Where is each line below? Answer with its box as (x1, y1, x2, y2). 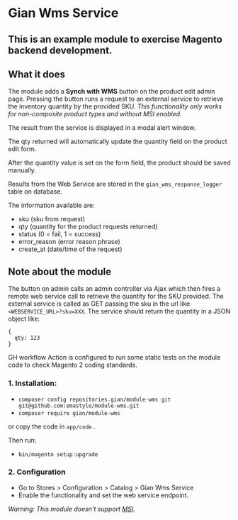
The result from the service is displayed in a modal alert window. (8, 123, 197, 132)
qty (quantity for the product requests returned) (18, 222, 158, 231)
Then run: (8, 436, 37, 444)
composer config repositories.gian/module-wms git (18, 396, 171, 403)
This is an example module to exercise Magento (8, 33, 222, 45)
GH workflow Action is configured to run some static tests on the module (8, 353, 221, 362)
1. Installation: (8, 378, 57, 388)
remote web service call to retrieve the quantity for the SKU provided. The (8, 292, 224, 301)
